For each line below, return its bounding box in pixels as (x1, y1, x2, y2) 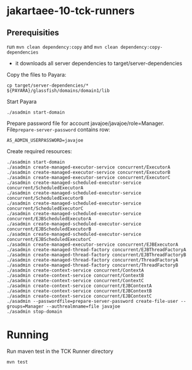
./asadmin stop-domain (6, 309, 62, 315)
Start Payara (6, 98, 37, 105)
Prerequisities (6, 28, 59, 38)
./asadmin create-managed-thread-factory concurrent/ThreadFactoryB (6, 262, 178, 268)
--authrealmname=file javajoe (46, 303, 120, 309)
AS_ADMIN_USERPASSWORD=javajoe (6, 137, 84, 143)
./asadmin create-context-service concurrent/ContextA (6, 267, 144, 273)
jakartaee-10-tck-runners (6, 4, 135, 18)
